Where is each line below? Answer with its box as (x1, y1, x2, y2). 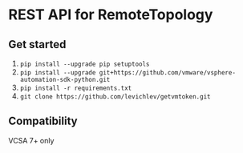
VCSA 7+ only (8, 135, 55, 145)
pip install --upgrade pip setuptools (19, 60, 150, 68)
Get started (8, 38, 67, 51)
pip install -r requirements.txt (19, 84, 132, 92)
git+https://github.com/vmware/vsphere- (99, 69, 237, 77)
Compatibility (8, 115, 78, 128)
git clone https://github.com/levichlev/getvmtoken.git (19, 93, 211, 101)
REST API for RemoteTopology (8, 6, 213, 24)
